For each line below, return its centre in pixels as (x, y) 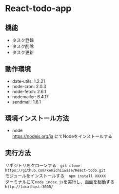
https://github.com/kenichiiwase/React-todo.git (55, 171)
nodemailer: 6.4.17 (30, 97)
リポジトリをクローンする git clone (43, 165)
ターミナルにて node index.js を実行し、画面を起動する (60, 182)
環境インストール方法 (37, 118)
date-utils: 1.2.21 (29, 81)
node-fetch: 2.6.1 (29, 91)
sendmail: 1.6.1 (27, 102)
